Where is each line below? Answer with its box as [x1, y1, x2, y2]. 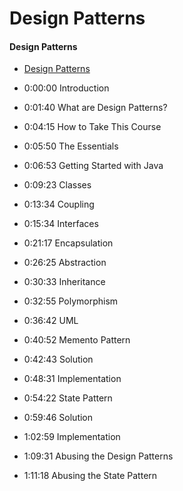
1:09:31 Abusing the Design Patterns [23, 450, 174, 462]
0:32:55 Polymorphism [23, 295, 119, 307]
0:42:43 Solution [23, 353, 94, 366]
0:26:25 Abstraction [23, 257, 107, 269]
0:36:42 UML [23, 315, 79, 327]
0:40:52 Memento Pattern [23, 334, 131, 346]
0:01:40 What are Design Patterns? [23, 102, 168, 114]
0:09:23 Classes [23, 179, 92, 191]
